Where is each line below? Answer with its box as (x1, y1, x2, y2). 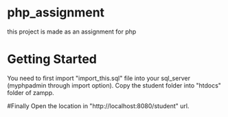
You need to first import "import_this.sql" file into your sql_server (7, 74, 191, 82)
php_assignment (7, 5, 105, 21)
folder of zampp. (7, 88, 55, 96)
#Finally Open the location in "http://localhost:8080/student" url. (7, 101, 190, 110)
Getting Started (7, 51, 98, 67)
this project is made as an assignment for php (7, 27, 137, 36)
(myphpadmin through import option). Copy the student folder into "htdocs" (7, 81, 222, 90)
